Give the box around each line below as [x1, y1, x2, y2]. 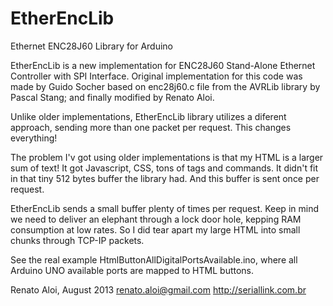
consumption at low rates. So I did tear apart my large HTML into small [10, 223, 301, 236]
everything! [10, 132, 58, 144]
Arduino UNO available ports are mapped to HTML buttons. [10, 264, 255, 276]
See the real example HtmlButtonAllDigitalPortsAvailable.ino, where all [10, 253, 298, 266]
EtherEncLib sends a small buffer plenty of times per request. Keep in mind [10, 202, 319, 214]
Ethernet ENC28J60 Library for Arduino [10, 40, 173, 52]
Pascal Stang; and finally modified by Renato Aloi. [10, 91, 215, 103]
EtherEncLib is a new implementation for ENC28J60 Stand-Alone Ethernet [10, 59, 316, 71]
